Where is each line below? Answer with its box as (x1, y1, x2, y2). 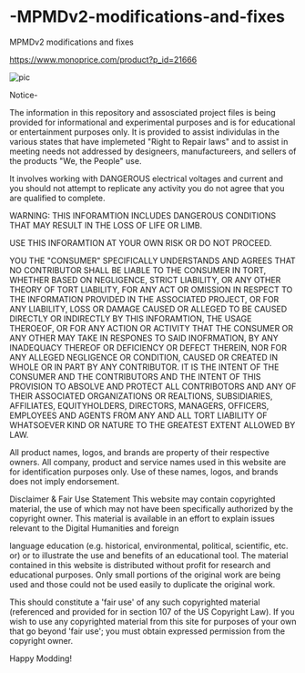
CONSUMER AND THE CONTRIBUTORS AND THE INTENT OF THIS (9, 371, 261, 382)
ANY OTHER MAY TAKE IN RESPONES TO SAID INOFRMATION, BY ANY (9, 332, 280, 343)
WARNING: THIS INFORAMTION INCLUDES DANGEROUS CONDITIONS (9, 209, 277, 220)
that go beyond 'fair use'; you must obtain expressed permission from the (9, 626, 285, 637)
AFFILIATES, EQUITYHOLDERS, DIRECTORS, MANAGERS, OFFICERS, (9, 400, 269, 411)
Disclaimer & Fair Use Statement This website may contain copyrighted (9, 494, 276, 505)
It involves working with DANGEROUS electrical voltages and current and (9, 173, 284, 184)
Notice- (9, 89, 38, 100)
